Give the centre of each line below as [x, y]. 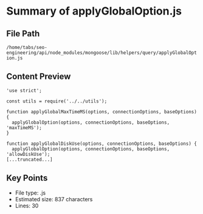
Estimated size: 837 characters [54, 199]
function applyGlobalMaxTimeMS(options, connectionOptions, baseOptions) [102, 112]
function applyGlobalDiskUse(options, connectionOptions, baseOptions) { [102, 144]
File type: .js [30, 193]
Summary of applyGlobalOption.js [94, 11]
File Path [23, 34]
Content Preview [39, 77]
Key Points [27, 178]
